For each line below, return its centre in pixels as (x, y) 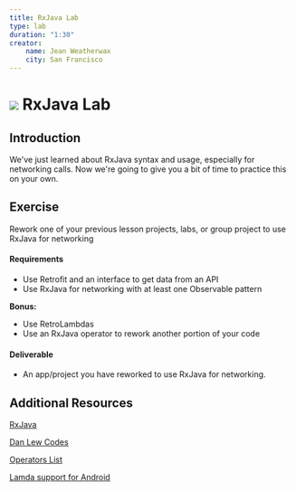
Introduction (45, 138)
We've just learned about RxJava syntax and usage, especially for (132, 160)
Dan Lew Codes (39, 442)
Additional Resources (71, 403)
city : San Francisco (64, 60)
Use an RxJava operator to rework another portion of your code (141, 334)
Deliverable (32, 354)
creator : (26, 43)
